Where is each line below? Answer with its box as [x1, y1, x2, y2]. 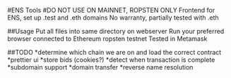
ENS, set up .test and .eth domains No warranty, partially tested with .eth [7, 13, 219, 22]
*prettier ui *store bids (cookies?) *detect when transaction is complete [7, 56, 215, 64]
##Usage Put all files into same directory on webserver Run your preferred [7, 27, 225, 35]
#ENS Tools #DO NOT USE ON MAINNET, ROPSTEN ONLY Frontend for [7, 6, 215, 14]
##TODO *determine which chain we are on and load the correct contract [7, 48, 222, 56]
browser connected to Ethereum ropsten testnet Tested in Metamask [7, 34, 208, 43]
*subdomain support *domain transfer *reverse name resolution [7, 63, 194, 71]
